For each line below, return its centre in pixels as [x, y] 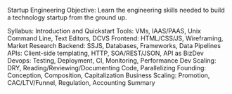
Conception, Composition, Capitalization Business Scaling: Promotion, [109, 75]
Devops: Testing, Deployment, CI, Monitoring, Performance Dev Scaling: [112, 61]
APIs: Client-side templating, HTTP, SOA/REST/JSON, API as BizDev [105, 53]
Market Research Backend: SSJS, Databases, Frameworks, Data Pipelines [114, 46]
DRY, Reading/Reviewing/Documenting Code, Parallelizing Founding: [107, 68]
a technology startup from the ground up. [67, 17]
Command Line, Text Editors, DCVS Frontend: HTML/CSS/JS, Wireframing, [115, 38]
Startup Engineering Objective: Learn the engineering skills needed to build [116, 10]
